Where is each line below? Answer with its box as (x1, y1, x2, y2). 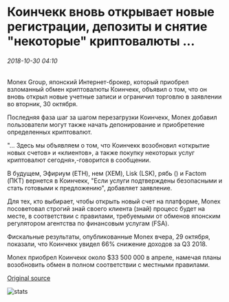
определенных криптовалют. (7, 128, 93, 137)
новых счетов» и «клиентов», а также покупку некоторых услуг (7, 149, 195, 157)
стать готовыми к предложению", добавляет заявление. (7, 184, 173, 192)
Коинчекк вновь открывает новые (7, 4, 215, 20)
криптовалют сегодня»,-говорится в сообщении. (7, 156, 151, 164)
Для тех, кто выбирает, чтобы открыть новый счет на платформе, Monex (7, 197, 221, 205)
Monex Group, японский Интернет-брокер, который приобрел (7, 78, 189, 86)
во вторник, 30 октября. (7, 100, 78, 108)
